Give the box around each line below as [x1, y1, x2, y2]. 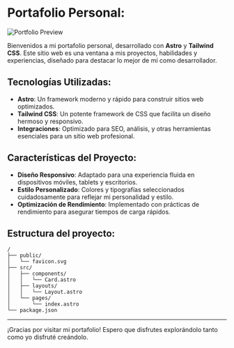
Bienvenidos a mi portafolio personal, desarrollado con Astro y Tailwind [7, 41, 214, 49]
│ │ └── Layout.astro [7, 289, 82, 296]
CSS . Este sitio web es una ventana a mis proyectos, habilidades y [7, 49, 198, 57]
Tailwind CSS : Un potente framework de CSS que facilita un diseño [17, 109, 211, 118]
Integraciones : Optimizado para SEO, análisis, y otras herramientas [17, 124, 211, 133]
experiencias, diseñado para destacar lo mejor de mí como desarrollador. [7, 56, 217, 64]
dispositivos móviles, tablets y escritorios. [17, 177, 138, 186]
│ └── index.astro [7, 301, 79, 308]
